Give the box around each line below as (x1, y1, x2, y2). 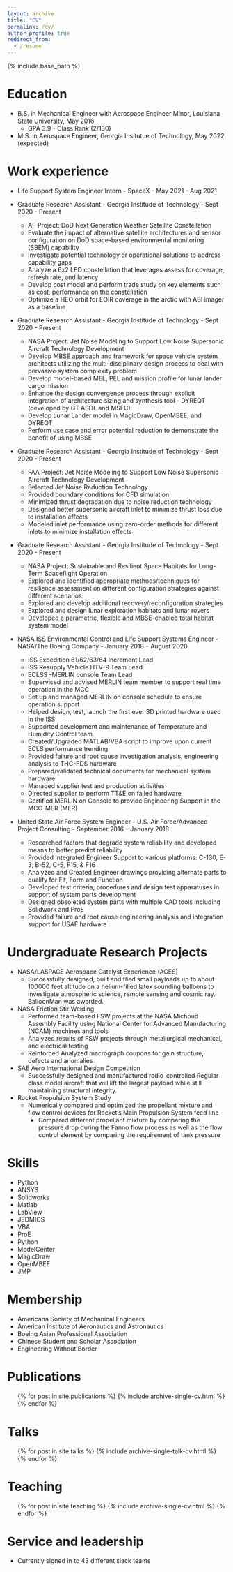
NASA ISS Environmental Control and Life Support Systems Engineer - (17, 635, 219, 643)
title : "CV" (7, 17, 42, 24)
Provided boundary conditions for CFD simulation (27, 490, 170, 498)
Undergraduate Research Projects (7, 944, 207, 961)
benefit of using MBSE (27, 433, 93, 442)
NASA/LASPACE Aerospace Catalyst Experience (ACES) (17, 967, 179, 976)
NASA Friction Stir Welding (17, 1004, 95, 1013)
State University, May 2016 (17, 117, 95, 125)
